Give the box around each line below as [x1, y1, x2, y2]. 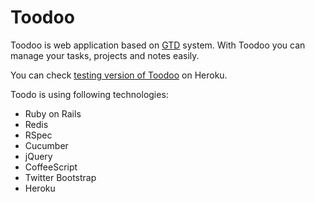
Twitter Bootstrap [24, 171, 97, 183]
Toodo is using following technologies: [10, 88, 169, 100]
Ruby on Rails [24, 107, 82, 120]
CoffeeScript [24, 161, 78, 173]
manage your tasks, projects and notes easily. [10, 49, 200, 61]
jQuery [24, 150, 53, 162]
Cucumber [24, 139, 69, 151]
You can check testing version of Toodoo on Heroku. [10, 69, 228, 81]
